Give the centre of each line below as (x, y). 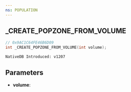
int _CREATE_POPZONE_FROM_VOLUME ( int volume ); (56, 48)
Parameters (24, 72)
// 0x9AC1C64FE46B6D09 (30, 43)
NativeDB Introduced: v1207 (35, 57)
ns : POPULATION (22, 10)
